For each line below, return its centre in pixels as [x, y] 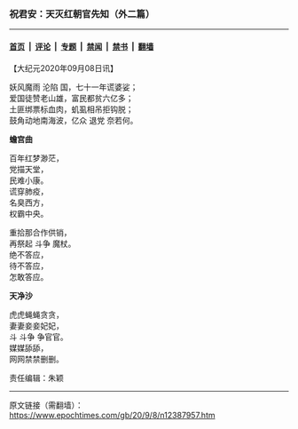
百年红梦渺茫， [36, 158]
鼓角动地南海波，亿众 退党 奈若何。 [74, 120]
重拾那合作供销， [40, 232]
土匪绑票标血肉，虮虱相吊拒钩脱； [71, 109]
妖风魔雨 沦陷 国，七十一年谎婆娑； [74, 87]
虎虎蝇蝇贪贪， [36, 314]
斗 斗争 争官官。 [39, 337]
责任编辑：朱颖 [36, 377]
